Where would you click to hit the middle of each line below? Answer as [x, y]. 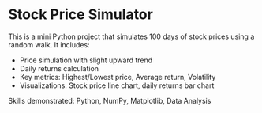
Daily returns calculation [59, 68]
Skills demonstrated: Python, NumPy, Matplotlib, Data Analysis [110, 100]
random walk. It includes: [49, 44]
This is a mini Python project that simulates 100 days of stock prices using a [131, 36]
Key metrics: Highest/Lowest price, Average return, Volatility [118, 77]
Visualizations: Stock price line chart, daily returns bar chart [117, 85]
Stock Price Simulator [81, 15]
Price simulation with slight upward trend [86, 60]
